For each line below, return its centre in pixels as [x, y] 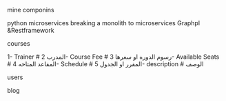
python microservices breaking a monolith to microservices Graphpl [104, 23]
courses [19, 43]
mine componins [31, 10]
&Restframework [31, 30]
